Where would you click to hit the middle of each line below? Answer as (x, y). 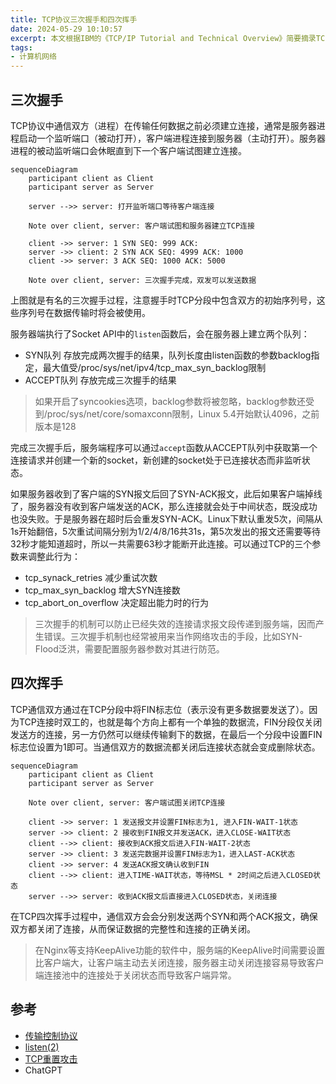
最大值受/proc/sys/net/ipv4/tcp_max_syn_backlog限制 (154, 367)
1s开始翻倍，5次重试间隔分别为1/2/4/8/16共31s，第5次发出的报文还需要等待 (165, 531)
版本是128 (55, 426)
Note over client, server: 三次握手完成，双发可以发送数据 (142, 280)
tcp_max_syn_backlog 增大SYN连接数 (102, 590)
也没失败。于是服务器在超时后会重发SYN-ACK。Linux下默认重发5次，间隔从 (166, 518)
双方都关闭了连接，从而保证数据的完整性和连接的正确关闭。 (133, 928)
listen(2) (42, 1047)
